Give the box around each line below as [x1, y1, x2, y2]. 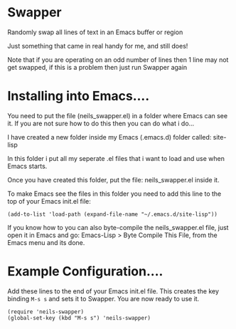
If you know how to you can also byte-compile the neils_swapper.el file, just [7, 223, 229, 231]
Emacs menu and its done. [7, 238, 85, 246]
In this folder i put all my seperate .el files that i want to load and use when [7, 154, 225, 162]
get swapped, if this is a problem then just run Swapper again [7, 63, 188, 71]
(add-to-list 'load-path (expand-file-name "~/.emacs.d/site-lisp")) [7, 211, 218, 218]
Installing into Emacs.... [7, 88, 150, 104]
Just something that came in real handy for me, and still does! [7, 41, 188, 50]
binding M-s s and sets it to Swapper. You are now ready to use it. [7, 294, 200, 303]
